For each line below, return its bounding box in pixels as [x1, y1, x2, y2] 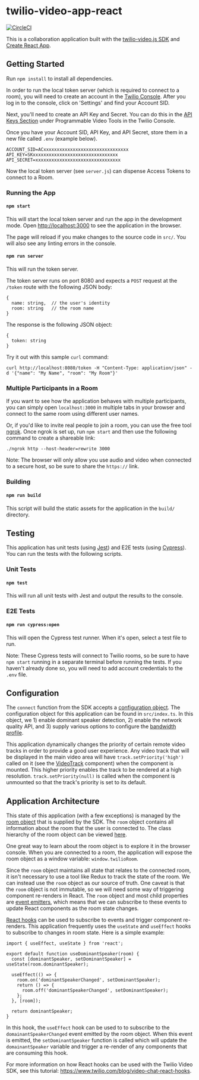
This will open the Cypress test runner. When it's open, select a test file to [6, 634, 187, 641]
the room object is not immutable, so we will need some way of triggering [6, 886, 184, 893]
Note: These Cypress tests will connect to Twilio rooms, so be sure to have [6, 652, 189, 659]
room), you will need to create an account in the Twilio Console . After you [6, 92, 186, 100]
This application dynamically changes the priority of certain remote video [6, 741, 186, 748]
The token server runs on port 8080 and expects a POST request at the [6, 277, 178, 284]
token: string [11, 338, 46, 344]
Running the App [6, 188, 56, 197]
